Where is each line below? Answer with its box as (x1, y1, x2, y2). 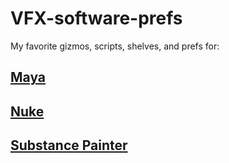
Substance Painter (10, 137, 128, 154)
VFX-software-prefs (10, 7, 183, 30)
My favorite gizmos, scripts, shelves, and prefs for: (10, 40, 220, 52)
